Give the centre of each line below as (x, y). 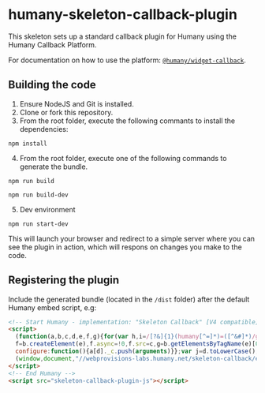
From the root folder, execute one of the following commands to (123, 158)
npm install (28, 144)
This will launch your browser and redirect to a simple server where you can (131, 238)
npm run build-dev (38, 195)
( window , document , (46, 358)
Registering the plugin (64, 281)
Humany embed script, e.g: (52, 307)
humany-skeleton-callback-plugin (123, 15)
